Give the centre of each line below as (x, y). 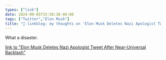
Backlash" (16, 53)
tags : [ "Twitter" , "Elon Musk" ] (37, 19)
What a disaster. (21, 38)
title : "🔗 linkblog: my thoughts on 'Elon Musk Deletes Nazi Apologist (80, 24)
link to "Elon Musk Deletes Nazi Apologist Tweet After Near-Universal (76, 47)
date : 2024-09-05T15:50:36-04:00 (40, 14)
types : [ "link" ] (22, 10)
